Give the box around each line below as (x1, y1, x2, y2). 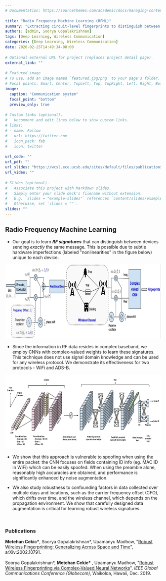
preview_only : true (9, 102, 50, 107)
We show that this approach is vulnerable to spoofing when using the (12, 454, 154, 460)
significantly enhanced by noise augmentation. (12, 475, 108, 480)
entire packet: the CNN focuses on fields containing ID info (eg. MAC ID (12, 459, 158, 465)
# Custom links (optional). (5, 112, 63, 117)
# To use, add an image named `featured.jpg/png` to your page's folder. (5, 76, 161, 81)
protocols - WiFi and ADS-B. (12, 365, 70, 370)
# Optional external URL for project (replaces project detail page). (5, 55, 154, 60)
